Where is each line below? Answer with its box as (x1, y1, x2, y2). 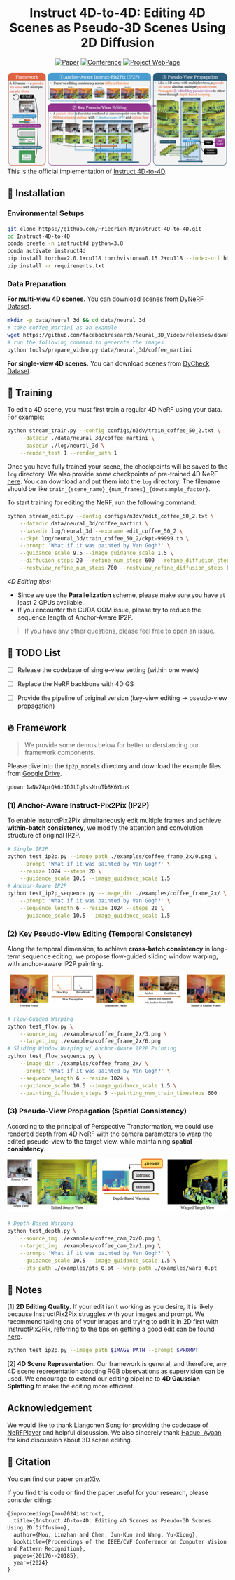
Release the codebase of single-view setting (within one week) (17, 665, 199, 674)
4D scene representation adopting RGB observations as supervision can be (7, 1367, 225, 1376)
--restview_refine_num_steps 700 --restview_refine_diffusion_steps (20, 565, 224, 572)
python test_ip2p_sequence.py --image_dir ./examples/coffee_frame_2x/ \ (7, 890, 227, 897)
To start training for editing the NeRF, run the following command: (7, 498, 197, 507)
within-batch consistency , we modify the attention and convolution (7, 823, 204, 832)
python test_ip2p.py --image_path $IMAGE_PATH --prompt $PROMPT (7, 1347, 199, 1354)
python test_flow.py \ (7, 1023, 73, 1030)
